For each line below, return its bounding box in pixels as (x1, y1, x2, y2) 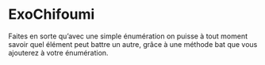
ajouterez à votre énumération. (8, 48, 109, 57)
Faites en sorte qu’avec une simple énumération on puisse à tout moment (8, 31, 248, 41)
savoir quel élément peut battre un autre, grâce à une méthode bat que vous (8, 39, 258, 49)
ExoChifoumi (8, 5, 95, 23)
